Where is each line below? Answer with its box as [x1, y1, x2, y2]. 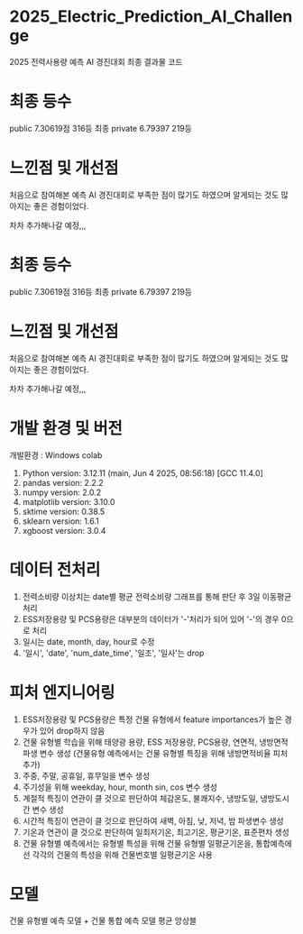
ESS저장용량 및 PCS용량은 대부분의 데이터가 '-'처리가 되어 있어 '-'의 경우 [22, 613, 280, 624]
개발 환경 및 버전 [9, 417, 124, 438]
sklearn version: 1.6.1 [22, 516, 99, 527]
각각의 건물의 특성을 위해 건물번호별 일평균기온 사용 [32, 849, 214, 860]
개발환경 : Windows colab [9, 449, 103, 461]
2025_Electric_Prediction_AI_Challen [9, 6, 293, 27]
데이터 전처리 [9, 559, 101, 580]
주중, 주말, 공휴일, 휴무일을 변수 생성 [22, 770, 151, 781]
